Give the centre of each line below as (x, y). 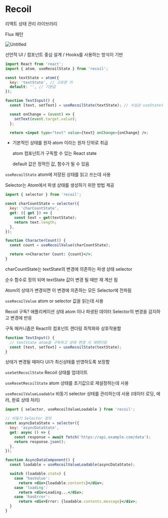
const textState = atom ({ (32, 78)
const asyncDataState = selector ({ (42, 423)
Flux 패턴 (14, 34)
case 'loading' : (31, 488)
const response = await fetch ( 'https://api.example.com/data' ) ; (82, 437)
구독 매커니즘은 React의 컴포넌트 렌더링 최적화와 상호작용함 (63, 328)
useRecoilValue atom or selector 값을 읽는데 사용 (54, 301)
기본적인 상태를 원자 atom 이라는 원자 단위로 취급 (60, 143)
